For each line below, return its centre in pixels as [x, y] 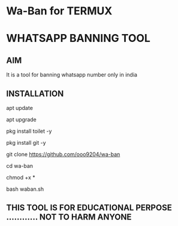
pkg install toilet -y [29, 131]
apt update [19, 108]
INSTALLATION [35, 94]
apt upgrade [22, 120]
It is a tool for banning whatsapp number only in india [72, 75]
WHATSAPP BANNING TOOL [79, 39]
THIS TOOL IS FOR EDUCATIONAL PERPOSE [89, 208]
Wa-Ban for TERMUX [59, 11]
